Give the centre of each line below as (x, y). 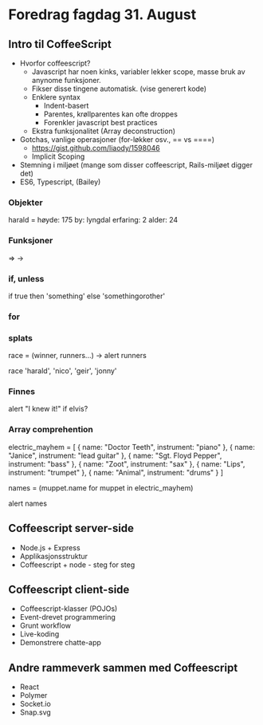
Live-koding (39, 634)
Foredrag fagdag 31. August (102, 15)
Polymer (33, 695)
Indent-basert (66, 106)
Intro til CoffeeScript (60, 44)
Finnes (22, 392)
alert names (28, 503)
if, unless (26, 278)
